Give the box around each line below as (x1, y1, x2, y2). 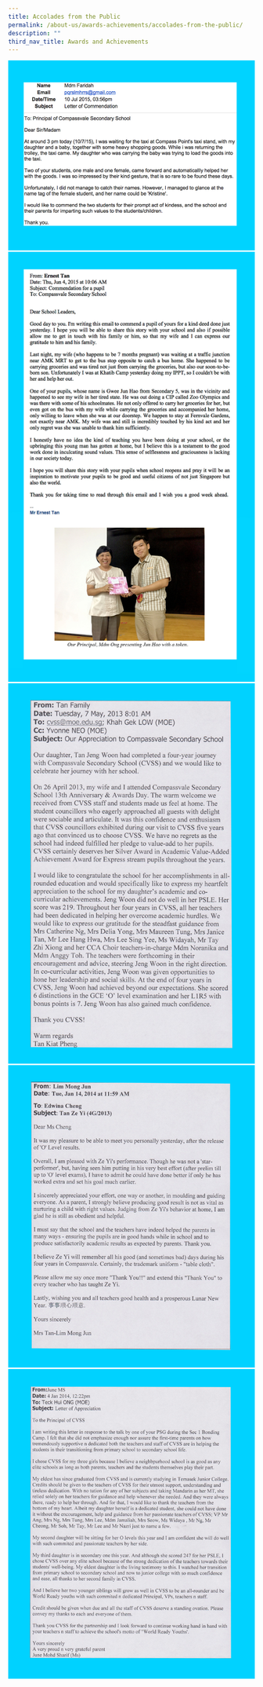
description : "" (8, 29, 61, 37)
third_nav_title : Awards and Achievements (8, 38, 149, 46)
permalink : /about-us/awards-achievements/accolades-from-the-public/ (8, 20, 243, 29)
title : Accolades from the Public (8, 13, 121, 20)
